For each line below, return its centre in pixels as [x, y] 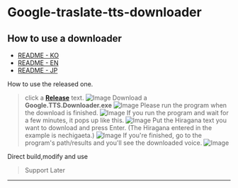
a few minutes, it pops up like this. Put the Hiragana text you [125, 120]
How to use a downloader [64, 39]
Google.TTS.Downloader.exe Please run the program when [126, 105]
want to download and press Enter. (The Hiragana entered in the [118, 128]
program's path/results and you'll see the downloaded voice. [113, 143]
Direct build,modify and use [48, 157]
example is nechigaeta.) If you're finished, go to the [113, 135]
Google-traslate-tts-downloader [104, 12]
